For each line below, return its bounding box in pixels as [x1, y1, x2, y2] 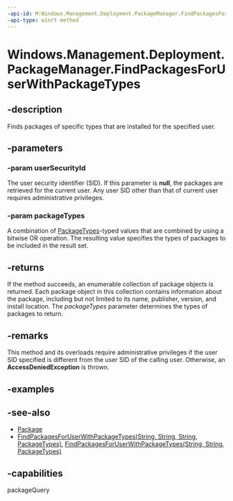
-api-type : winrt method [7, 17, 79, 24]
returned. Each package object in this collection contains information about [7, 288, 222, 296]
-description [7, 104, 62, 115]
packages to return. [7, 310, 64, 318]
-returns [7, 261, 44, 273]
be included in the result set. [7, 241, 89, 250]
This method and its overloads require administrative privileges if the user [7, 348, 218, 356]
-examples [7, 383, 55, 395]
